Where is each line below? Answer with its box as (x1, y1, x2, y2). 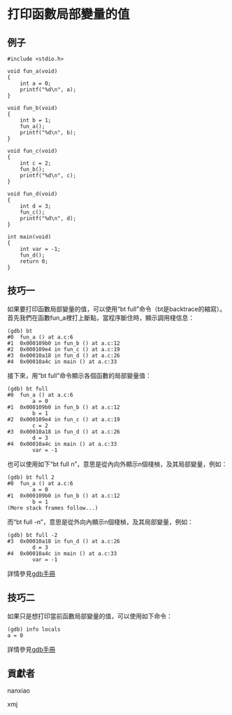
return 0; (20, 258, 49, 265)
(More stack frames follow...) (7, 504, 99, 512)
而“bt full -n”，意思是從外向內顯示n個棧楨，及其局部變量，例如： (7, 517, 194, 526)
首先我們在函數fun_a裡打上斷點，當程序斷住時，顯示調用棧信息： (7, 313, 194, 322)
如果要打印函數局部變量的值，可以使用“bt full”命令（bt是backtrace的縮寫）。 (7, 304, 226, 313)
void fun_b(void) (7, 104, 58, 111)
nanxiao (7, 686, 30, 695)
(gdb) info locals (7, 625, 61, 633)
